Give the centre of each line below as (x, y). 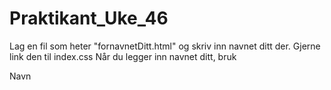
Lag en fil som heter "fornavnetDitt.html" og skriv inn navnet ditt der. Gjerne (165, 46)
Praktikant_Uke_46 (89, 18)
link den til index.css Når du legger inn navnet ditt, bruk (123, 56)
